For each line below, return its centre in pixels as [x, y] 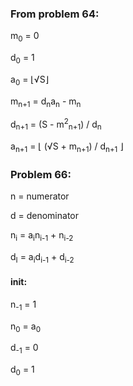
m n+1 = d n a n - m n [46, 102]
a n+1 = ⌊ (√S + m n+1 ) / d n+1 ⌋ [67, 147]
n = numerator [40, 196]
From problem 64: [55, 14]
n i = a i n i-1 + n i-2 [42, 236]
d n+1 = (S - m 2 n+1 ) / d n [56, 124]
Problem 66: [41, 174]
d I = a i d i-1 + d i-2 [42, 257]
